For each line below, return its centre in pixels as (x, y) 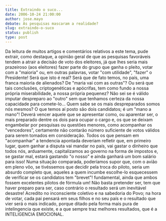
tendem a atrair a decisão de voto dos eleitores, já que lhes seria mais (76, 62)
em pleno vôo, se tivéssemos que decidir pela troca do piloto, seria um (77, 167)
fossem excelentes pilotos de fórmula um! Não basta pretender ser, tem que (83, 182)
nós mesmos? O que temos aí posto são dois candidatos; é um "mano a (78, 109)
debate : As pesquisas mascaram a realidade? (52, 23)
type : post (16, 38)
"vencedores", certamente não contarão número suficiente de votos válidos (83, 130)
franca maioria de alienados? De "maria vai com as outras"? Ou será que (79, 83)
